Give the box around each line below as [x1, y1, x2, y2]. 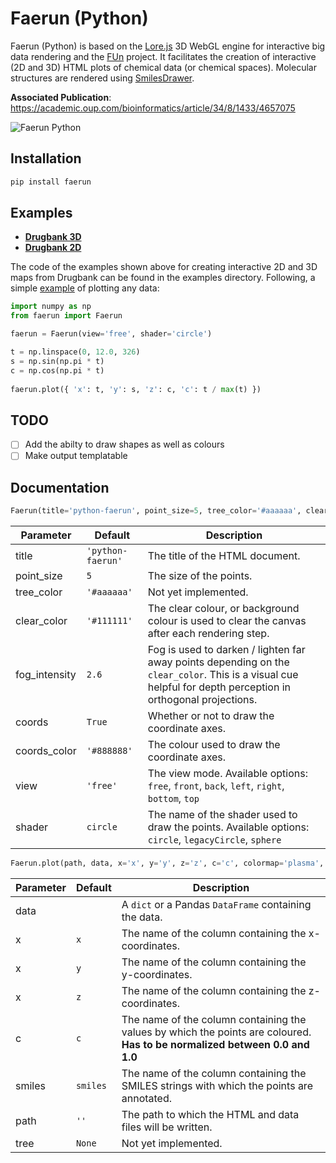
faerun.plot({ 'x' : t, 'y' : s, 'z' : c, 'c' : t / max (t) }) [10, 384, 262, 394]
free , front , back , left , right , [147, 779, 285, 793]
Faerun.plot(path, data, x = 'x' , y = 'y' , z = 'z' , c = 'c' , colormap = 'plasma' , [10, 858, 325, 869]
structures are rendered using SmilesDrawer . [10, 72, 195, 84]
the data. [121, 910, 163, 924]
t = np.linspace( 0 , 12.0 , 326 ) [10, 347, 141, 357]
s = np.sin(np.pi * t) [10, 356, 105, 366]
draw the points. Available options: [147, 820, 310, 834]
